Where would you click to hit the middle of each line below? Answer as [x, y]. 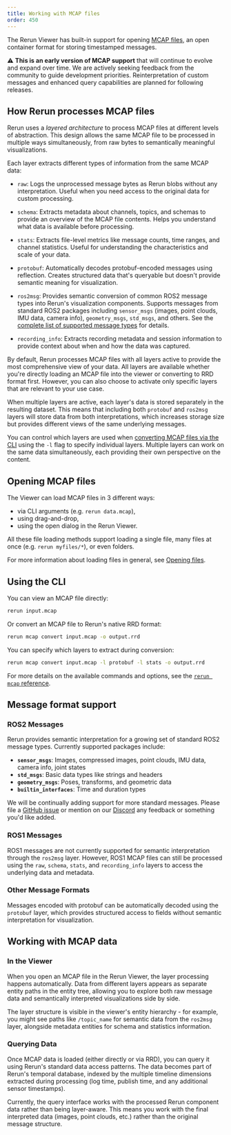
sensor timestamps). [36, 1088]
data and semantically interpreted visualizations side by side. [94, 998]
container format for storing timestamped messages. [82, 47]
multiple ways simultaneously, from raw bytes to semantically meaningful [111, 143]
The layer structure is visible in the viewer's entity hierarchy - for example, [113, 1011]
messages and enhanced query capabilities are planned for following [105, 82]
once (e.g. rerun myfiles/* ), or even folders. [71, 546]
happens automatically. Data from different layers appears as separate [107, 983]
